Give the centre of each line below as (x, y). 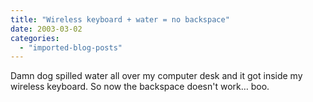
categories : (35, 38)
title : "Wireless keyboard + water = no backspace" (120, 19)
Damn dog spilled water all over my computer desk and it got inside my (156, 76)
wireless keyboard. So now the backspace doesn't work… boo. (140, 87)
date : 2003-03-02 (46, 29)
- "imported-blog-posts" (71, 47)
